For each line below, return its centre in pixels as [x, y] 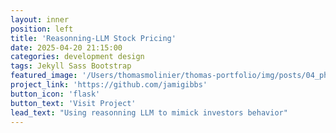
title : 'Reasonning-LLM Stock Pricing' [93, 38]
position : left [42, 29]
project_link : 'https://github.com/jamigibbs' [109, 85]
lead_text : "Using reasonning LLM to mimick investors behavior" [149, 112]
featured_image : [44, 76]
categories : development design [77, 57]
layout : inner [40, 19]
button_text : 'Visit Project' [73, 103]
